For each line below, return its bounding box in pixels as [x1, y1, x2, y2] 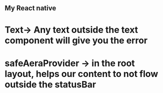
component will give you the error [4, 34, 148, 46]
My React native [4, 4, 56, 12]
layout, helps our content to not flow [4, 68, 158, 79]
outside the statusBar [4, 78, 96, 90]
